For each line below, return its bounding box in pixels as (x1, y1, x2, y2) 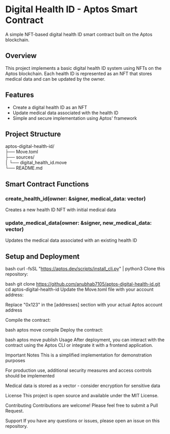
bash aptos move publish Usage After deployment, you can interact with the (5, 337, 165, 343)
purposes (5, 358, 25, 364)
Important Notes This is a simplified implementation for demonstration (5, 352, 152, 358)
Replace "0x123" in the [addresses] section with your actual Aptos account (5, 302, 163, 308)
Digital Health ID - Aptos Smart (5, 4, 138, 15)
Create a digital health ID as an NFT (12, 104, 88, 110)
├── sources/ (5, 154, 35, 160)
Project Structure (5, 130, 61, 138)
